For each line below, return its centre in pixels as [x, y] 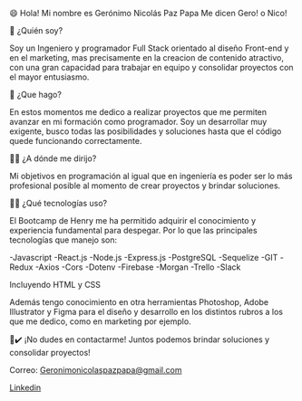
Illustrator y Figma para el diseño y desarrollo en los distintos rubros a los [146, 312]
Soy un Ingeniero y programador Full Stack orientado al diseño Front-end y [149, 48]
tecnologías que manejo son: [63, 240]
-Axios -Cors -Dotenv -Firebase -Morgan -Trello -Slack [138, 267]
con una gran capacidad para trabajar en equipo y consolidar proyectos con [151, 67]
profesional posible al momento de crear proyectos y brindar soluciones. [145, 186]
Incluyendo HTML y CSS [55, 285]
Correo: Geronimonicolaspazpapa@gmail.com [96, 370]
